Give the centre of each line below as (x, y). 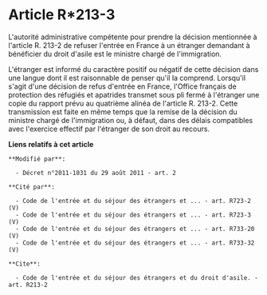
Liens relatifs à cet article (51, 144)
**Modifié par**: (37, 159)
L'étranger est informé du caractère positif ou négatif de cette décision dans (133, 69)
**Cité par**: (32, 187)
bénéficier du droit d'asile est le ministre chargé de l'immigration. (115, 54)
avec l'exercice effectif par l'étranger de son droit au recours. (109, 129)
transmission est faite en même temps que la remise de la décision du (123, 112)
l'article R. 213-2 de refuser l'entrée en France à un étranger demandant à (129, 45)
